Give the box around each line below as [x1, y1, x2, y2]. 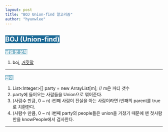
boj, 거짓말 [12, 59, 34, 65]
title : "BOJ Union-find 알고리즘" [5, 12, 73, 17]
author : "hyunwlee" [5, 16, 46, 21]
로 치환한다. [12, 104, 36, 110]
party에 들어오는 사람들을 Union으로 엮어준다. [12, 92, 102, 98]
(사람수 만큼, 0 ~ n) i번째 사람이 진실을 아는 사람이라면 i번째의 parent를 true [12, 98, 161, 104]
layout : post [5, 7, 32, 12]
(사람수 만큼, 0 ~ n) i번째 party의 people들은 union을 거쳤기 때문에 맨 [12, 110, 149, 116]
